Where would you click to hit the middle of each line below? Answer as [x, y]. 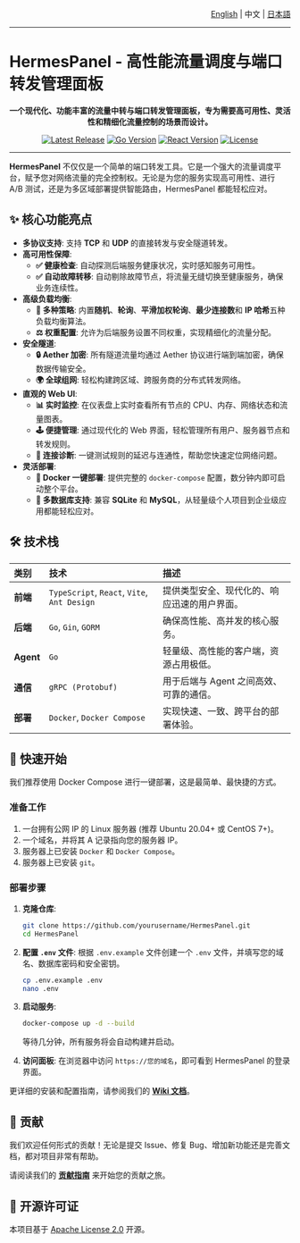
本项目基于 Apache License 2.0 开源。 [79, 1229]
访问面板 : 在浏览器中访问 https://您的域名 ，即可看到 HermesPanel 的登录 [156, 1061]
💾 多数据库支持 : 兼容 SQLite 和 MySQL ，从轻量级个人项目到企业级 [157, 500]
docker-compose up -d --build [79, 1024]
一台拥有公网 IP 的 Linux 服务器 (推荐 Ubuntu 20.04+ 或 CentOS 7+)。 [150, 828]
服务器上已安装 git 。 [61, 862]
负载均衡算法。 [63, 321]
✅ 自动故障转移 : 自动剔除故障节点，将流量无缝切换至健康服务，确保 [159, 276]
